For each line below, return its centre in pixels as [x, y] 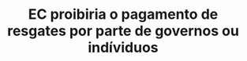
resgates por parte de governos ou [123, 31]
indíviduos [123, 48]
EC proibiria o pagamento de [123, 14]
